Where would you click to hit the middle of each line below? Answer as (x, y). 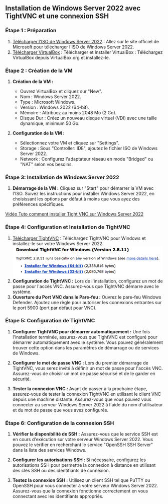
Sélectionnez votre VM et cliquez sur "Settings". (69, 142)
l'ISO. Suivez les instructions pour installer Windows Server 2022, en (83, 194)
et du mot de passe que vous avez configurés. (60, 410)
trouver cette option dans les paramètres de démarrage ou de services (86, 347)
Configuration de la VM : (38, 133)
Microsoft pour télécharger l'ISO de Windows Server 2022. (73, 47)
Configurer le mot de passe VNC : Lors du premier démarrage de (80, 363)
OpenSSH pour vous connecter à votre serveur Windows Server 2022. (85, 486)
